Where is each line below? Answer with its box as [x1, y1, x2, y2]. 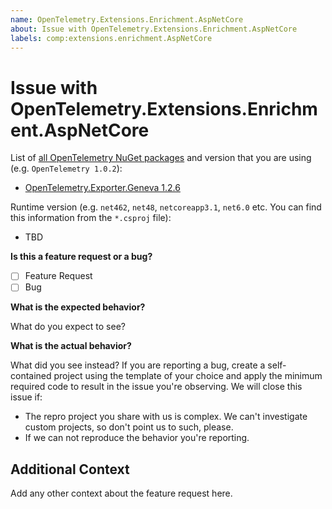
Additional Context [10, 461, 130, 478]
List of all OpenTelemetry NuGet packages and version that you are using [10, 152, 312, 164]
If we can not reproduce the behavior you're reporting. [24, 432, 250, 444]
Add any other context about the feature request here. [10, 487, 233, 500]
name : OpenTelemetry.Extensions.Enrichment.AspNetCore [10, 14, 244, 25]
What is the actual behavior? [10, 340, 132, 352]
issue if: [10, 391, 43, 403]
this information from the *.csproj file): [10, 212, 172, 224]
